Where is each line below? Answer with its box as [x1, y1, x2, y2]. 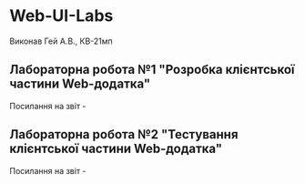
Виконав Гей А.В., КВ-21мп [9, 36, 114, 46]
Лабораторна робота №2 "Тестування [9, 127, 239, 142]
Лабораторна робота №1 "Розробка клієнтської [9, 62, 295, 77]
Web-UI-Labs [9, 5, 114, 26]
